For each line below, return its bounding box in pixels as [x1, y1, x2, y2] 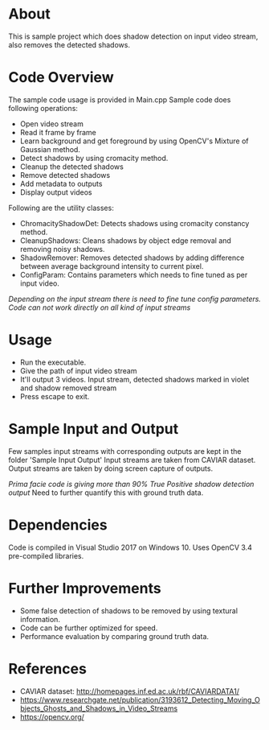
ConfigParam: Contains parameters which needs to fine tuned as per [19, 270, 248, 279]
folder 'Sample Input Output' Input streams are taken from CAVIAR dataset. [8, 455, 256, 464]
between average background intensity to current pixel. [19, 261, 204, 270]
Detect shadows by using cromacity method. [19, 153, 169, 163]
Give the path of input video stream [19, 365, 137, 375]
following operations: [8, 103, 79, 113]
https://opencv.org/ [19, 711, 84, 721]
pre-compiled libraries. [8, 551, 84, 560]
